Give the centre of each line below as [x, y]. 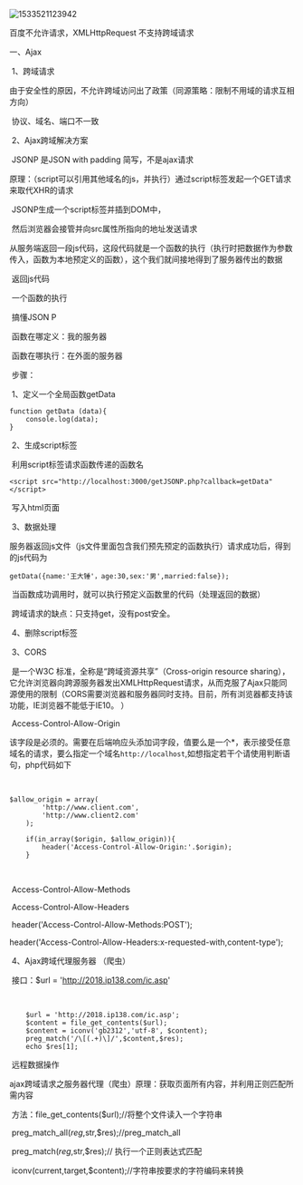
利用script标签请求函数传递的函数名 [78, 464]
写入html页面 [36, 507]
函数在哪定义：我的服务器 [59, 336]
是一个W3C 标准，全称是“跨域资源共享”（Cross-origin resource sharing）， [151, 671]
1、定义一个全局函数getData [63, 394]
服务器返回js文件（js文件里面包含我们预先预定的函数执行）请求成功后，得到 [150, 546]
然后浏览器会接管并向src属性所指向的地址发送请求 [104, 228]
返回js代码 [30, 278]
